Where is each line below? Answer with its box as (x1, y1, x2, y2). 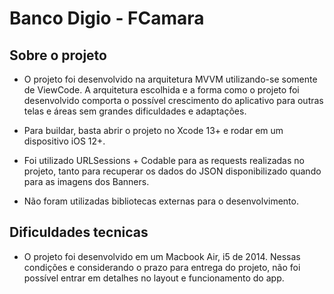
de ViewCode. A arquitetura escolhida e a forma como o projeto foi (23, 84, 300, 96)
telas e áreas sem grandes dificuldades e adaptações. (23, 105, 247, 117)
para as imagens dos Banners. (23, 176, 150, 187)
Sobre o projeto (9, 47, 107, 64)
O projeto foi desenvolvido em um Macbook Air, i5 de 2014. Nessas (23, 250, 301, 262)
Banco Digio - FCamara (9, 7, 205, 30)
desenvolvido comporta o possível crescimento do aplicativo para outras (23, 95, 324, 106)
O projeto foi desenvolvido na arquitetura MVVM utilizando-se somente (23, 73, 318, 85)
